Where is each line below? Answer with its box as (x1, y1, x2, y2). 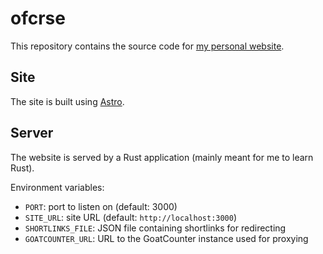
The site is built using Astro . (10, 95, 125, 107)
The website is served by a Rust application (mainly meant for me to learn (10, 151, 314, 163)
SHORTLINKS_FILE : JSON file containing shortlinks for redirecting (24, 222, 287, 234)
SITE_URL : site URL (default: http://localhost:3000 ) (24, 211, 238, 223)
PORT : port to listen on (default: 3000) (24, 200, 178, 212)
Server (10, 125, 54, 142)
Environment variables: (10, 181, 105, 193)
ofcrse (10, 7, 66, 30)
